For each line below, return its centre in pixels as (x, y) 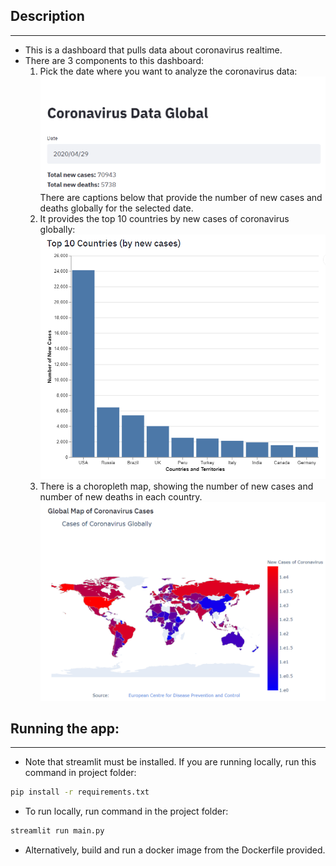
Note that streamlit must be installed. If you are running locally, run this (170, 762)
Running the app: (65, 728)
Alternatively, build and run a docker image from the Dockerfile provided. (175, 850)
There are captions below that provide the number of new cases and (181, 198)
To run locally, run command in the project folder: (126, 811)
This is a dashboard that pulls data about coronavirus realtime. (153, 50)
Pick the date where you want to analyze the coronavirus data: (168, 71)
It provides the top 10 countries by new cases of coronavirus (164, 219)
